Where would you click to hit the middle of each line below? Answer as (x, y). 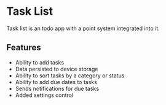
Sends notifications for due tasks (57, 88)
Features (24, 48)
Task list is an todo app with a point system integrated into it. (83, 28)
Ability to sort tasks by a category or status (70, 76)
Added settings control (44, 95)
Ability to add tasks (40, 62)
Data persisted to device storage (57, 69)
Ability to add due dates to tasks (56, 82)
